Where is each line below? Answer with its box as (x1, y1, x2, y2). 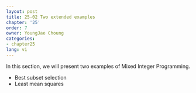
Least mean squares (14, 80, 64, 87)
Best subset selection (14, 74, 67, 81)
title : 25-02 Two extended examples (6, 14, 95, 20)
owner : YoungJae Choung (6, 30, 64, 36)
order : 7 (6, 25, 27, 31)
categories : (6, 36, 35, 42)
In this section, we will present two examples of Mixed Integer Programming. (6, 63, 191, 70)
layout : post (6, 8, 38, 15)
